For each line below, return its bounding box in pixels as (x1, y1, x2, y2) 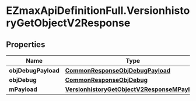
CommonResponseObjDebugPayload (65, 67, 171, 74)
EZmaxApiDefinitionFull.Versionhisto (6, 4, 190, 17)
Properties (6, 39, 45, 49)
